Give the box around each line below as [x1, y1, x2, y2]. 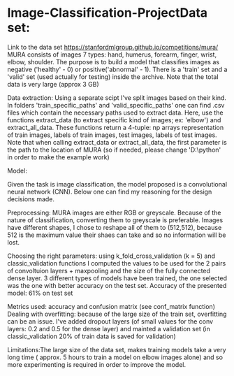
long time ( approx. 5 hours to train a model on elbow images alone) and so [7, 353, 224, 361]
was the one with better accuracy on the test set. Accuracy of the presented [7, 281, 227, 289]
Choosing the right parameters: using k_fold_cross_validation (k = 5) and [7, 252, 215, 260]
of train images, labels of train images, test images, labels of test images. [7, 131, 218, 139]
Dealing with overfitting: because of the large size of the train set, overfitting [7, 310, 227, 318]
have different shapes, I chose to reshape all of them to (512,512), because [7, 223, 222, 231]
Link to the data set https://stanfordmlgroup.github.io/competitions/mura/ [7, 43, 219, 51]
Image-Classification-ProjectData [7, 5, 208, 21]
